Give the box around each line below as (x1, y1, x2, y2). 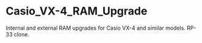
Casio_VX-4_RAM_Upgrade (5, 4, 148, 18)
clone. (13, 30, 30, 38)
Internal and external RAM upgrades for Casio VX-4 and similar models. (5, 24, 186, 31)
